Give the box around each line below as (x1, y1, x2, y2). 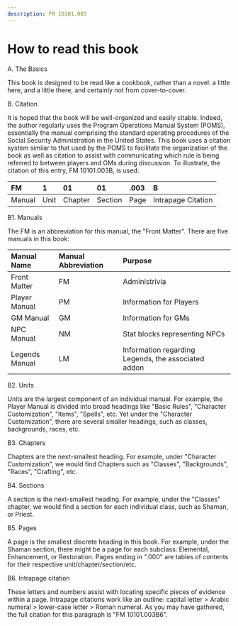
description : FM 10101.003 (7, 10, 87, 18)
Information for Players (123, 297, 199, 307)
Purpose (123, 256, 152, 265)
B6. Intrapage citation (7, 573, 70, 582)
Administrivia (123, 276, 166, 286)
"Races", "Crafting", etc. (7, 467, 78, 476)
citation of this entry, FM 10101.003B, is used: (7, 166, 140, 175)
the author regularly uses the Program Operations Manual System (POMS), (7, 121, 225, 129)
